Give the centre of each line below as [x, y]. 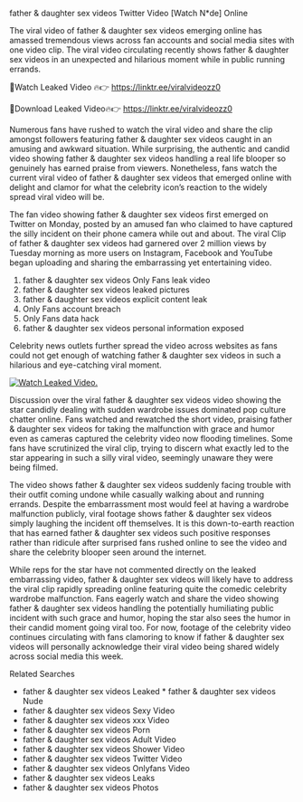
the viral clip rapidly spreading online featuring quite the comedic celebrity [148, 589]
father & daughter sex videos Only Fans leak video [116, 280]
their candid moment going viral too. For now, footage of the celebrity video [150, 627]
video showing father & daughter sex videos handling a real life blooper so [148, 158]
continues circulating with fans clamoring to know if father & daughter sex [147, 637]
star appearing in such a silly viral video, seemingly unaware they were [142, 458]
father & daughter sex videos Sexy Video [99, 711]
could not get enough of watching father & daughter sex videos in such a [145, 355]
